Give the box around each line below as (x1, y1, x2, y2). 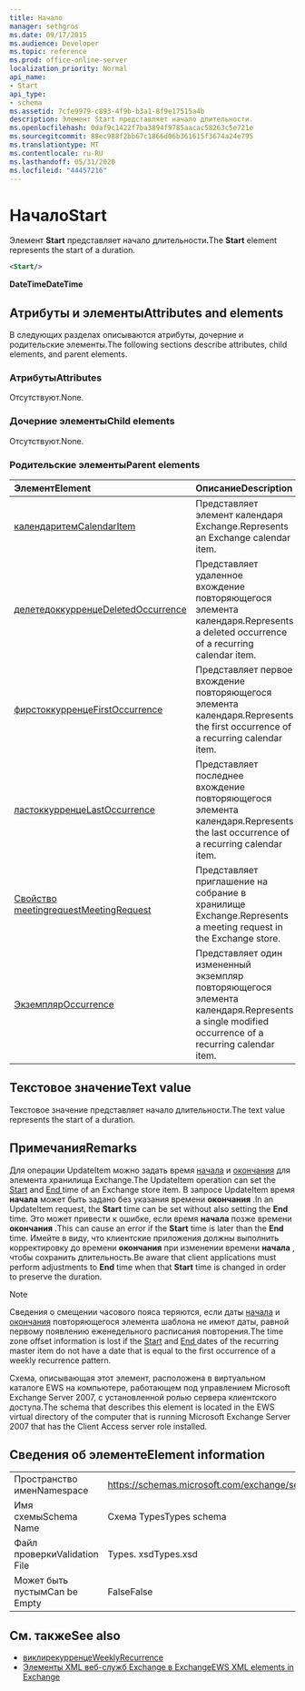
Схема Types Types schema (107, 1511, 227, 1523)
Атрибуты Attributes (9, 371, 103, 383)
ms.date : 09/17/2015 (9, 30, 88, 39)
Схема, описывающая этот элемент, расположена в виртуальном (9, 1372, 266, 1383)
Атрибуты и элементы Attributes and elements (9, 305, 284, 321)
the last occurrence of (195, 826, 290, 839)
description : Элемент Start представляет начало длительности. (9, 115, 254, 124)
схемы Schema (14, 1511, 78, 1523)
